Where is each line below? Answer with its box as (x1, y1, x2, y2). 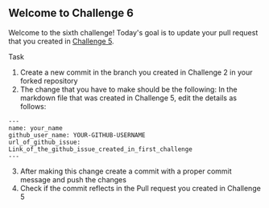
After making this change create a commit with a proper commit (19, 166, 232, 176)
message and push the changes (19, 174, 127, 184)
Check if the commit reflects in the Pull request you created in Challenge (19, 183, 262, 193)
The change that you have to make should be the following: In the (19, 84, 238, 94)
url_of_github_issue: (8, 138, 81, 146)
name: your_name (8, 124, 63, 132)
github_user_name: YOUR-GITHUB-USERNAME (8, 131, 147, 139)
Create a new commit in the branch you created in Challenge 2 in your (19, 67, 253, 77)
